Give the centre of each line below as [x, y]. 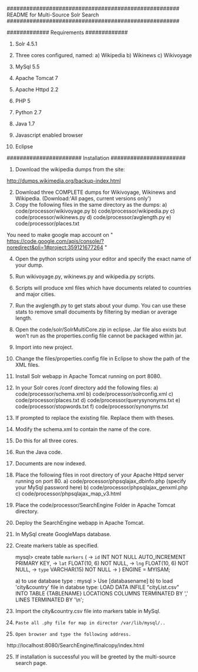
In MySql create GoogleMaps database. [63, 534]
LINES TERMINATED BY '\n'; [49, 600]
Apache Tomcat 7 [36, 78]
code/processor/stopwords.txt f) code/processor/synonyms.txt [92, 406]
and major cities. [35, 294]
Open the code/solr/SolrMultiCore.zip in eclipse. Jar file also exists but [101, 330]
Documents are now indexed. [51, 464]
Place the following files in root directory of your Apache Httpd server [99, 475]
